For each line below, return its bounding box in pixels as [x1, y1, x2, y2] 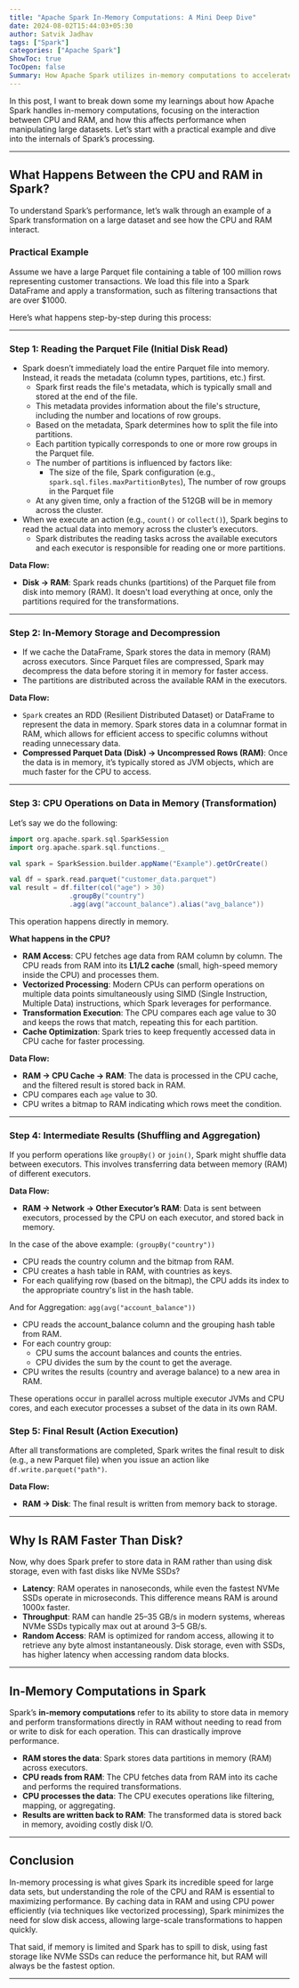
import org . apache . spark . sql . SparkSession [9, 835, 169, 843]
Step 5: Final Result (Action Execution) [9, 1425, 179, 1438]
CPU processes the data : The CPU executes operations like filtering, [21, 1791, 275, 1802]
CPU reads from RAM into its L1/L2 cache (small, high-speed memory [21, 959, 279, 971]
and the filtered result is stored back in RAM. [21, 1080, 186, 1090]
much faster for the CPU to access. [21, 767, 152, 778]
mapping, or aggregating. [21, 1800, 116, 1811]
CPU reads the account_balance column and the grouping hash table [21, 1319, 276, 1330]
